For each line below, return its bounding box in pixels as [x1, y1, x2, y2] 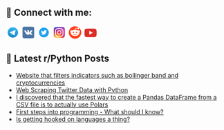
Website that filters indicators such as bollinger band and [15, 71, 179, 79]
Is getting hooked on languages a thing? [15, 115, 131, 123]
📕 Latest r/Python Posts [6, 53, 110, 65]
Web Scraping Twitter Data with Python [15, 85, 129, 94]
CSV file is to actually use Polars [15, 100, 109, 109]
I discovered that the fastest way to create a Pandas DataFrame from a [15, 93, 217, 101]
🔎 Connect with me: [6, 7, 92, 19]
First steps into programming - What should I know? [15, 107, 164, 116]
